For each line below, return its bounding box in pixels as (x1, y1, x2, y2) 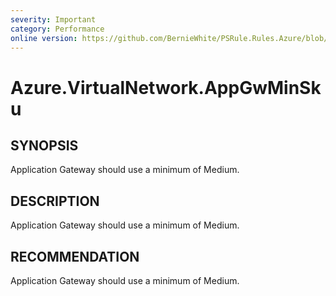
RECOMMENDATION (10, 248, 140, 265)
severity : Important (10, 14, 97, 25)
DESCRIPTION (10, 192, 100, 210)
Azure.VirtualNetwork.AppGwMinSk (10, 76, 322, 99)
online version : (10, 33, 78, 43)
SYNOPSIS (10, 137, 79, 154)
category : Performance (10, 24, 105, 34)
